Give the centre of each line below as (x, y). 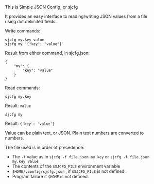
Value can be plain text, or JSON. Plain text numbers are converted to (75, 133)
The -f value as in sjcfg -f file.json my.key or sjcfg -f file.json (81, 157)
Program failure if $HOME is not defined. (50, 176)
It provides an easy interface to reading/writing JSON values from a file (76, 16)
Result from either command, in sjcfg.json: (47, 53)
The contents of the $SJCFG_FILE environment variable (66, 166)
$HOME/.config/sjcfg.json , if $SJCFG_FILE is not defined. (69, 171)
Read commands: (23, 88)
